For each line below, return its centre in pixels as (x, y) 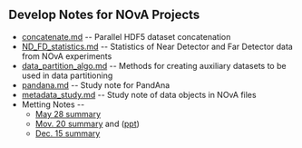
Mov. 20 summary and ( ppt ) (87, 123)
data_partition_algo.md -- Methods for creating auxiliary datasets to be (154, 65)
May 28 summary (68, 113)
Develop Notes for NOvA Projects (104, 15)
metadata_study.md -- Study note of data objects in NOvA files (139, 94)
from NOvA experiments (67, 56)
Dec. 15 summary (68, 133)
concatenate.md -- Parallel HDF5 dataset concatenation (126, 36)
